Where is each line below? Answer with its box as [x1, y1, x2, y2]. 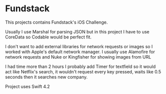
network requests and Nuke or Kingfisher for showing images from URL [5, 54, 151, 60]
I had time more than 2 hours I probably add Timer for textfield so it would [5, 63, 156, 69]
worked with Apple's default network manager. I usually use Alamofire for [5, 49, 155, 55]
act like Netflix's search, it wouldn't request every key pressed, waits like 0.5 [5, 68, 162, 74]
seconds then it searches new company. [5, 74, 88, 80]
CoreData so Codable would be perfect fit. [5, 34, 92, 40]
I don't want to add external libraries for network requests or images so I [5, 43, 153, 49]
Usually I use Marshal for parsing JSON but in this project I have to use [5, 29, 150, 34]
